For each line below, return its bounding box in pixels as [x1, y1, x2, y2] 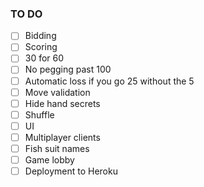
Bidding [24, 30, 57, 42]
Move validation [24, 86, 91, 98]
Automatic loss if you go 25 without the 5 [24, 75, 195, 87]
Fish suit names [24, 142, 90, 154]
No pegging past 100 [24, 63, 112, 76]
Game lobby [24, 153, 75, 166]
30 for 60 [24, 52, 65, 64]
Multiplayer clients [24, 131, 101, 143]
